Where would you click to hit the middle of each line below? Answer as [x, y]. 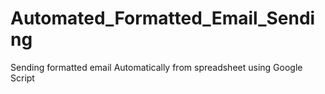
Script [22, 78]
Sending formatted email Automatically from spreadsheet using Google [156, 67]
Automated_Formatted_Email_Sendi [163, 18]
